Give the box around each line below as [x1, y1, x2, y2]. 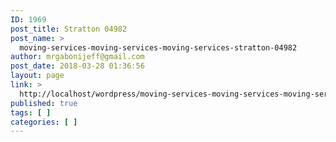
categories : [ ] [10, 117, 78, 127]
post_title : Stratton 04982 [10, 24, 128, 34]
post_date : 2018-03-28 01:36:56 [10, 61, 145, 71]
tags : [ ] [10, 107, 52, 118]
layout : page [10, 71, 65, 81]
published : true [10, 98, 78, 108]
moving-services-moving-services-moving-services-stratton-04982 [19, 42, 298, 53]
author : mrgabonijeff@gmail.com [10, 52, 145, 62]
